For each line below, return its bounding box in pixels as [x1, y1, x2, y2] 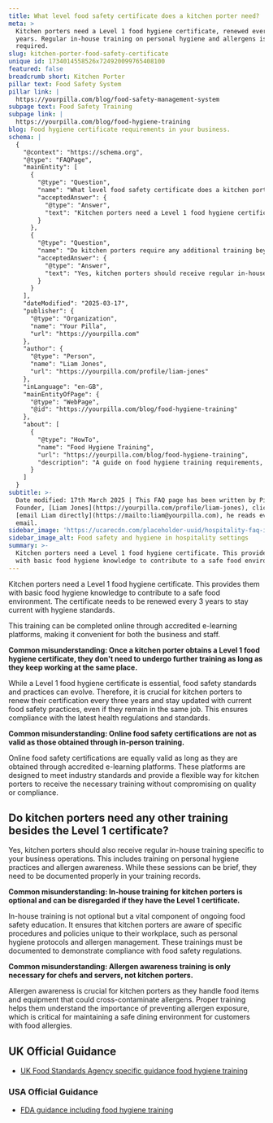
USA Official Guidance [8, 1086, 99, 1098]
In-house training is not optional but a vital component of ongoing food [8, 911, 245, 921]
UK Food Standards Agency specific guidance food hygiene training [19, 1066, 248, 1076]
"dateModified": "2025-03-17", [23, 299, 129, 308]
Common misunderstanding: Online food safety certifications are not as [8, 728, 258, 738]
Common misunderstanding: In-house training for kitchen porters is [8, 887, 243, 897]
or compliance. [8, 787, 58, 797]
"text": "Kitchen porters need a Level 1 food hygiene [44, 208, 234, 216]
